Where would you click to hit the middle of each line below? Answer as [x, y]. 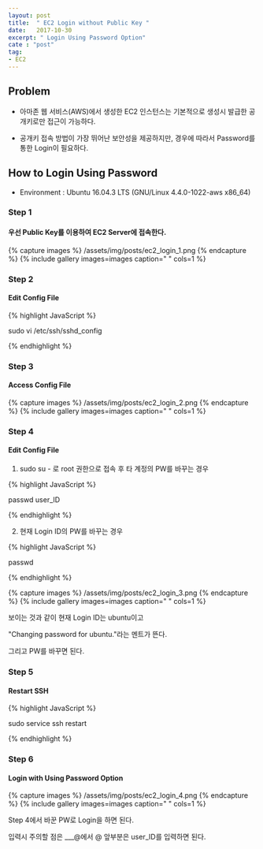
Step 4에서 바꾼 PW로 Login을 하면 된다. [71, 820]
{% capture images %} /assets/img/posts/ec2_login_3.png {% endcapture [128, 593]
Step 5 [21, 672]
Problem [30, 91]
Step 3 [21, 366]
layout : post [30, 15]
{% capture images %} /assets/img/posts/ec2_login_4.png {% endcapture [128, 795]
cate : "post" [31, 45]
